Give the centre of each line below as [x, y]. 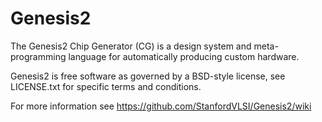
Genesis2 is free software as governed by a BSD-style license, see [148, 76]
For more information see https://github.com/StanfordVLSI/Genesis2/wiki [161, 106]
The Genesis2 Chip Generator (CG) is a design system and [131, 46]
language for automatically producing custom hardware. [184, 56]
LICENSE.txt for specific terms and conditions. [106, 86]
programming [38, 56]
